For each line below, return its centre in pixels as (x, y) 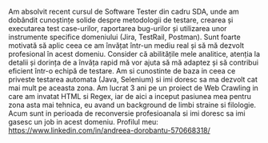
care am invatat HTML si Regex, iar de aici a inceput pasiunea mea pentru (130, 96)
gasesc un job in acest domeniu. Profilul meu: (83, 122)
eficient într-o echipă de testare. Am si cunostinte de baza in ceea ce (122, 71)
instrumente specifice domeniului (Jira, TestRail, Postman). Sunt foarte (125, 37)
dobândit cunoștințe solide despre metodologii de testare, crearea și (121, 20)
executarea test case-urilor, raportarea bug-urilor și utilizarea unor (118, 28)
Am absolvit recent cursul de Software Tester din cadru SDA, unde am (124, 12)
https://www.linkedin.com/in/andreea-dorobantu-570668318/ (109, 130)
